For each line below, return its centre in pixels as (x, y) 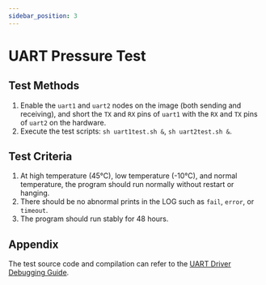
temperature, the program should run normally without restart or (127, 185)
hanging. (35, 193)
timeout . (34, 211)
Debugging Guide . (39, 273)
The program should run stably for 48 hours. (94, 219)
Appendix (34, 244)
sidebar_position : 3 (43, 16)
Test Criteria (40, 157)
